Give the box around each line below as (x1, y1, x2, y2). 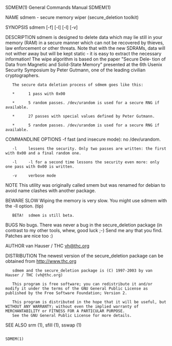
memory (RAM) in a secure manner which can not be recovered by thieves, (5, 40, 164, 46)
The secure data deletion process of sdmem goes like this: (12, 82, 144, 87)
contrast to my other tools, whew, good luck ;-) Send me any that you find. (5, 227, 163, 233)
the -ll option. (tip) (5, 203, 44, 209)
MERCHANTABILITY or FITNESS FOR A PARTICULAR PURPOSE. (5, 309, 125, 314)
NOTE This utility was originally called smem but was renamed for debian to (5, 182, 166, 188)
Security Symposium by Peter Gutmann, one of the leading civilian (5, 67, 146, 73)
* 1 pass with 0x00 (12, 91, 66, 97)
